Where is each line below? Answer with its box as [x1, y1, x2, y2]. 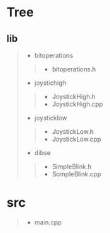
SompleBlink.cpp [51, 170, 102, 178]
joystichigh [34, 79, 66, 87]
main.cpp [34, 217, 62, 227]
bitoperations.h [51, 65, 97, 73]
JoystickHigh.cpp [51, 100, 104, 108]
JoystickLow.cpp [51, 135, 102, 143]
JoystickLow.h [51, 127, 94, 135]
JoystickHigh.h [51, 93, 96, 101]
